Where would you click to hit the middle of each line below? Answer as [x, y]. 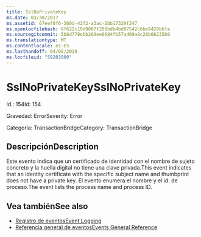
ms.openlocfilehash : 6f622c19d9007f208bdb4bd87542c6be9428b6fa [88, 29]
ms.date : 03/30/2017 [33, 18]
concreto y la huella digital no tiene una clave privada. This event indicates [99, 168]
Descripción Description [53, 146]
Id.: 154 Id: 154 [24, 104]
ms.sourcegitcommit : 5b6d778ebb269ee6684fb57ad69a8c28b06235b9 [88, 35]
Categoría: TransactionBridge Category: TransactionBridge [79, 128]
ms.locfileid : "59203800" [39, 57]
